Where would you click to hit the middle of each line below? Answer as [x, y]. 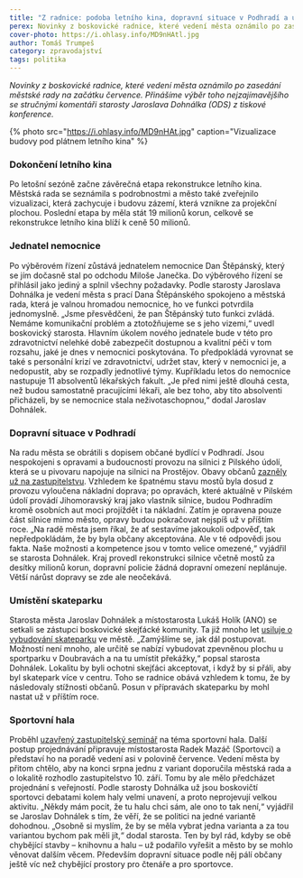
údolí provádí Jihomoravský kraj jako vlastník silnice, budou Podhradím [141, 500]
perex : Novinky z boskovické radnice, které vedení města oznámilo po [145, 26]
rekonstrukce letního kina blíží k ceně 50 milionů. [100, 223]
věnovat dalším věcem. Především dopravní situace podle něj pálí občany [146, 855]
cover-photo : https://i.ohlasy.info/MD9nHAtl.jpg [105, 34]
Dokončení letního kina [61, 164]
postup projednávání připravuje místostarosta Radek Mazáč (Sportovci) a [145, 749]
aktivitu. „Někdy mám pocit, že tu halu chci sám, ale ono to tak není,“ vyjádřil [151, 807]
